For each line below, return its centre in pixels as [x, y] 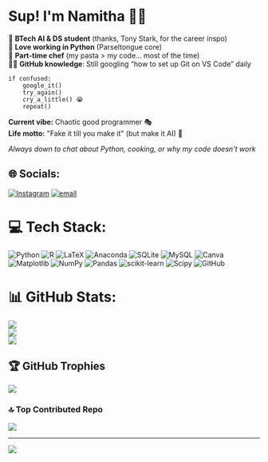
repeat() [37, 106]
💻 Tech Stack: [57, 227]
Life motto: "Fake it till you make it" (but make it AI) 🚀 [96, 133]
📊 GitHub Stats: [63, 297]
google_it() [42, 86]
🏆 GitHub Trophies [57, 366]
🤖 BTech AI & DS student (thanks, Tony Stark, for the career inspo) [118, 38]
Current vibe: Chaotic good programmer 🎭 [80, 121]
